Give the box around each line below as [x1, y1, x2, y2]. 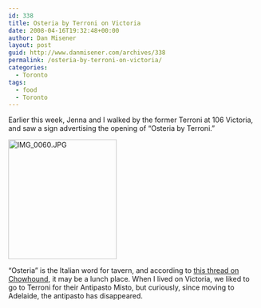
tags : [8, 78, 26, 86]
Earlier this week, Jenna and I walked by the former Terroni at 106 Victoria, [8, 115, 254, 124]
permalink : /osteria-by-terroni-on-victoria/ [8, 57, 162, 65]
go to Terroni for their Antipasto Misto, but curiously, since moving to [8, 282, 235, 292]
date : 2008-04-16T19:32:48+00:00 [8, 26, 120, 34]
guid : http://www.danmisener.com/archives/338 [8, 49, 166, 57]
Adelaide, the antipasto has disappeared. [8, 291, 144, 301]
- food [15, 85, 38, 94]
